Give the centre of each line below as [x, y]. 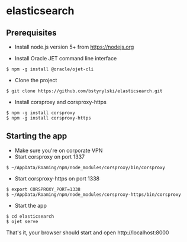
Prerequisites [31, 33]
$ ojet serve [22, 221]
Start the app [31, 205]
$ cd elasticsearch [30, 216]
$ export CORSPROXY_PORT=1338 [43, 189]
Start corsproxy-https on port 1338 [57, 178]
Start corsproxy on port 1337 [49, 157]
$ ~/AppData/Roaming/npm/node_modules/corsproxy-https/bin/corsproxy [94, 194]
